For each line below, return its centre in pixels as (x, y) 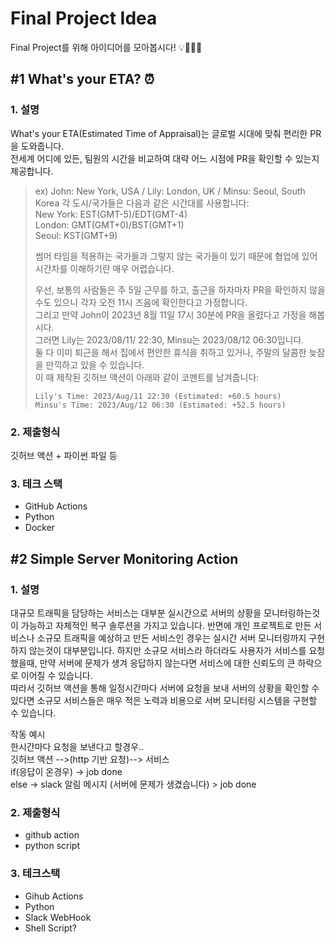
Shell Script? (51, 928)
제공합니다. (32, 171)
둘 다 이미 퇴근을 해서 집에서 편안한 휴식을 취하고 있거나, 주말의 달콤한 (170, 352)
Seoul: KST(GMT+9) (76, 235)
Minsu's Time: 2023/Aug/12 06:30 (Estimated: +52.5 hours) (160, 405)
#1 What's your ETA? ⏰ (82, 79)
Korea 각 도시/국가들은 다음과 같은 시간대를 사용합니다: (142, 203)
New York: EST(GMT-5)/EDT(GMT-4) (111, 214)
